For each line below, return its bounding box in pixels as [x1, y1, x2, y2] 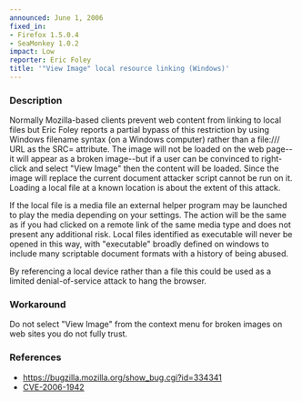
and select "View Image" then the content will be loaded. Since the [28, 163, 279, 174]
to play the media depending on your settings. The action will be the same [9, 210, 287, 221]
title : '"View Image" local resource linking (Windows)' [9, 65, 230, 74]
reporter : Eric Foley [9, 55, 92, 65]
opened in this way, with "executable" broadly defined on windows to [9, 238, 270, 250]
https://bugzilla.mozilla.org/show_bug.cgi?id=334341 [22, 372, 223, 383]
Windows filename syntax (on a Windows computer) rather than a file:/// [9, 134, 280, 145]
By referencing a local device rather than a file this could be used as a [9, 266, 271, 277]
